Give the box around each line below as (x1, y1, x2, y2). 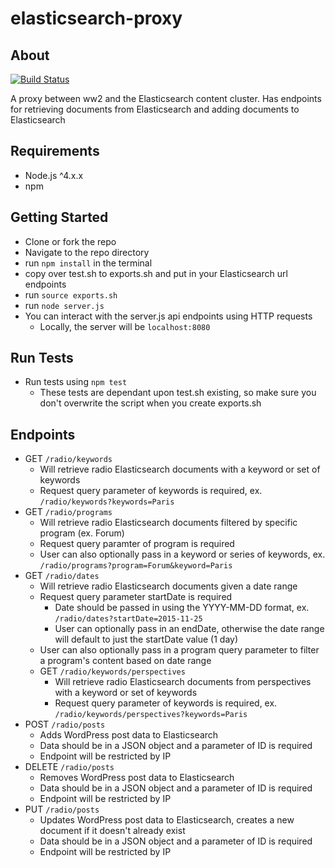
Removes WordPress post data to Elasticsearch (39, 772, 235, 784)
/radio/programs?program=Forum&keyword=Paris (39, 561, 233, 571)
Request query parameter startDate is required (39, 591, 233, 603)
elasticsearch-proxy (10, 7, 183, 30)
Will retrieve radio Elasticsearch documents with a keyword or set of (39, 463, 321, 476)
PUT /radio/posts (24, 803, 100, 816)
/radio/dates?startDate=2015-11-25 (54, 614, 203, 624)
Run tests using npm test (24, 376, 128, 388)
